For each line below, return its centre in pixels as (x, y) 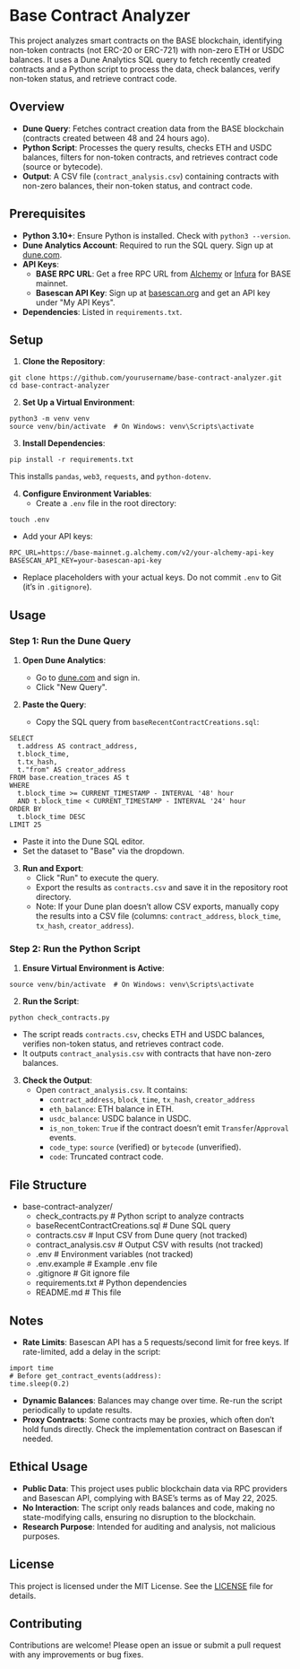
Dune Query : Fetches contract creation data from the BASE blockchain (153, 128)
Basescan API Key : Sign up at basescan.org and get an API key (153, 293)
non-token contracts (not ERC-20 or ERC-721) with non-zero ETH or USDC (147, 49)
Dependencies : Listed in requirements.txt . (102, 311)
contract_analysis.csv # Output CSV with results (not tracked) (150, 1245)
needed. (38, 1438)
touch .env (30, 520)
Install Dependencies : (64, 443)
